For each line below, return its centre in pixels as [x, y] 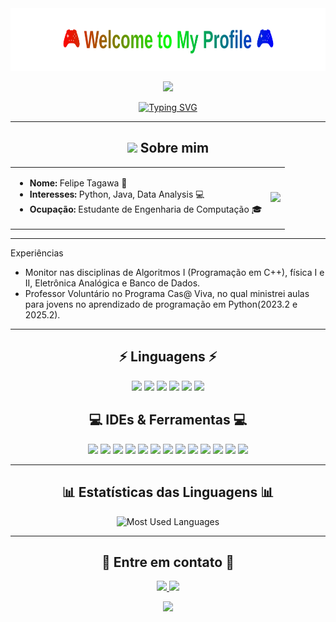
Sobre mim [174, 148]
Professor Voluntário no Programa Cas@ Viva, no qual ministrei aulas [167, 294]
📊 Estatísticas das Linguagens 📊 [168, 492]
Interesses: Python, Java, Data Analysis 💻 [117, 194]
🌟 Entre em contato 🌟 [168, 562]
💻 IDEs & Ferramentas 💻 [168, 420]
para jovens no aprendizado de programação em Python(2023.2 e [161, 304]
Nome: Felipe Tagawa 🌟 [78, 183]
